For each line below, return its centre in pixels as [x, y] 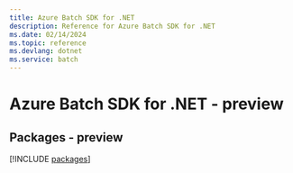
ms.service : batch [44, 59]
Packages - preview [66, 137]
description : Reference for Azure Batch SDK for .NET [113, 26]
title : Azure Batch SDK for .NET [72, 18]
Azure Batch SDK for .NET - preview [146, 104]
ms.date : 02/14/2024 [48, 34]
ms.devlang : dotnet [46, 51]
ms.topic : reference [48, 43]
